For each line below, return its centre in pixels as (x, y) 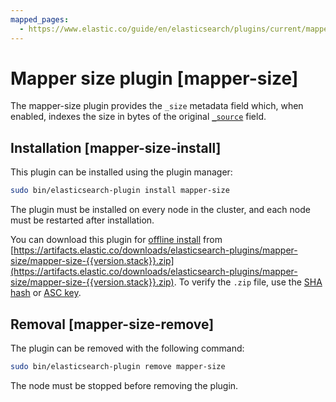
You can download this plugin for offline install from (116, 240)
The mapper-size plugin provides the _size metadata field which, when (157, 106)
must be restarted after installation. (82, 220)
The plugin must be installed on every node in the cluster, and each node (160, 210)
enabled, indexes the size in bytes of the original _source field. (138, 117)
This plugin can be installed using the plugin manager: (121, 172)
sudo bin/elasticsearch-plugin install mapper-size (120, 191)
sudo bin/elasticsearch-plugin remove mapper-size (118, 366)
